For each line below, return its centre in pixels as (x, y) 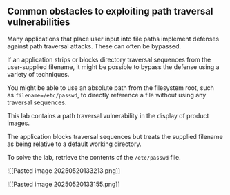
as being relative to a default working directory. (74, 144)
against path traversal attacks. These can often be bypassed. (94, 46)
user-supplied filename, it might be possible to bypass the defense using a (113, 67)
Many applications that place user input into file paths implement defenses (113, 39)
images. (18, 123)
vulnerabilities (39, 22)
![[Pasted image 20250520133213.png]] (64, 170)
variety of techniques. (38, 74)
